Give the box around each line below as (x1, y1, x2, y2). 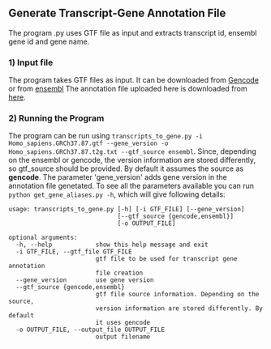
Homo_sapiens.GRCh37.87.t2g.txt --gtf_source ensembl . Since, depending (8, 147, 257, 156)
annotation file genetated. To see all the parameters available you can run (8, 181, 254, 191)
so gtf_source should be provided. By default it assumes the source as (8, 164, 244, 173)
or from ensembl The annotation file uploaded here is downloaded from (8, 84, 247, 94)
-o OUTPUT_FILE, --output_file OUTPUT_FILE (15, 326, 165, 334)
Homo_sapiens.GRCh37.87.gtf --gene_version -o (8, 139, 169, 148)
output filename (95, 333, 151, 341)
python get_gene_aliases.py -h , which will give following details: (8, 189, 226, 199)
